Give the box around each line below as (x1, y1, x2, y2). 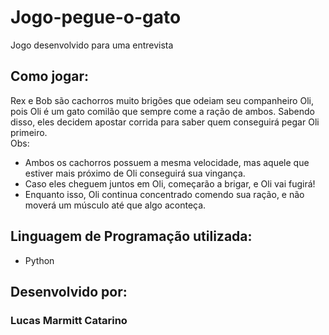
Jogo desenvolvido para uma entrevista (10, 39, 174, 51)
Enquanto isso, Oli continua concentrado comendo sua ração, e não (24, 188, 305, 200)
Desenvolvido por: (10, 283, 128, 300)
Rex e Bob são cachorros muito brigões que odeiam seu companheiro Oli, (10, 94, 314, 106)
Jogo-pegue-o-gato (10, 6, 182, 29)
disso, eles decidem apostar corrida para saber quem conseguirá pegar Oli (10, 116, 320, 128)
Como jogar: (10, 68, 90, 85)
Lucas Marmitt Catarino (10, 313, 128, 327)
